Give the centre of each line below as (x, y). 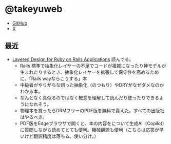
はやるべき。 (33, 117)
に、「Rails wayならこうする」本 (54, 78)
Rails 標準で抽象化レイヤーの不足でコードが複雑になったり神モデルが (93, 66)
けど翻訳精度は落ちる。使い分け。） (61, 136)
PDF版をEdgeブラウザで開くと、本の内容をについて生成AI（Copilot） (92, 123)
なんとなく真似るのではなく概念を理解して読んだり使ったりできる (90, 97)
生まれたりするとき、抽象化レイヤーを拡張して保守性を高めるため (89, 72)
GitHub (20, 23)
